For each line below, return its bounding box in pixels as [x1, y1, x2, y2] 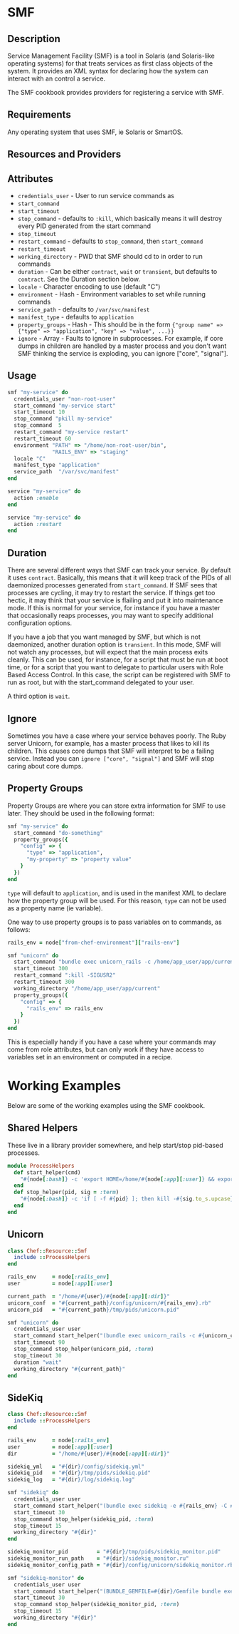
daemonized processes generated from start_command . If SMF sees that [7, 581, 218, 590]
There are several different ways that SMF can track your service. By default [7, 566, 231, 575]
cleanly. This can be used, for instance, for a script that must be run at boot [7, 655, 229, 664]
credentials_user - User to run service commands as [17, 192, 174, 200]
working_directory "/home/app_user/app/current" [14, 985, 161, 992]
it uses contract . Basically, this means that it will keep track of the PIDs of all [7, 573, 231, 582]
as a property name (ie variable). [7, 903, 103, 913]
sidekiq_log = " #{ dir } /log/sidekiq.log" [7, 1476, 135, 1484]
